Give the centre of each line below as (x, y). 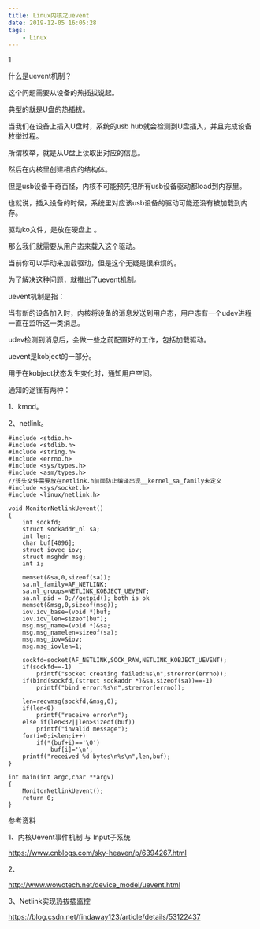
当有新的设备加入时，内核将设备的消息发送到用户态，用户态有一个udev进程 (130, 313)
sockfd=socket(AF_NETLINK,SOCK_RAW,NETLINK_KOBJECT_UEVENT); (124, 661)
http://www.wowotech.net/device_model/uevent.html (95, 885)
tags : (17, 30)
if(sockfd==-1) (47, 667)
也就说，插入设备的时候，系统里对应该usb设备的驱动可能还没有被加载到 (125, 203)
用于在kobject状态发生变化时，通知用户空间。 (82, 373)
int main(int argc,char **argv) (61, 777)
